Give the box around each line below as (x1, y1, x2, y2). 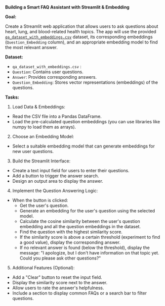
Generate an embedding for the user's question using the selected (19, 208, 155, 213)
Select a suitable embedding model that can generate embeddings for (12, 143, 155, 149)
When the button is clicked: (12, 198, 68, 203)
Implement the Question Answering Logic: (12, 188, 98, 194)
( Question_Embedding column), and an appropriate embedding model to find (5, 39, 158, 45)
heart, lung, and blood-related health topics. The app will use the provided (5, 29, 157, 34)
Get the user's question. (19, 203, 69, 208)
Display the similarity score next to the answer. (12, 280, 108, 285)
